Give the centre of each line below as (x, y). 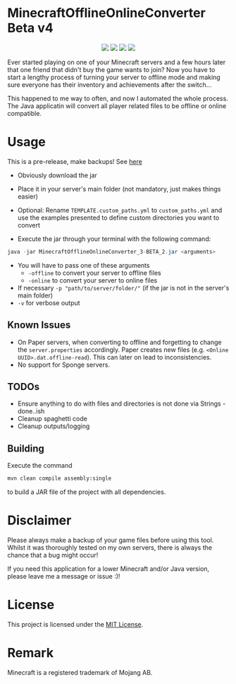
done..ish (31, 411)
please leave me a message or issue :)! (64, 576)
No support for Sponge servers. (64, 365)
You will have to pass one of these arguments (83, 265)
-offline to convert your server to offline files (94, 273)
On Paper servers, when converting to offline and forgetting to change (119, 342)
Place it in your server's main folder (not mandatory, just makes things (119, 189)
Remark (31, 653)
